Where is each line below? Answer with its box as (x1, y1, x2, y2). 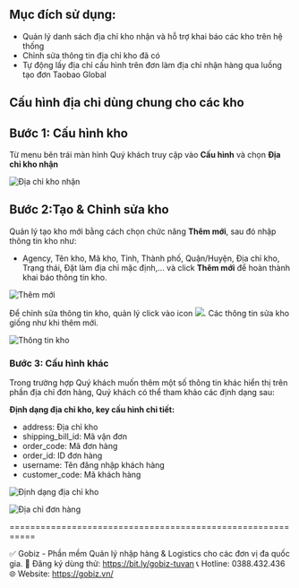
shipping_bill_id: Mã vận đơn (21, 431, 128, 442)
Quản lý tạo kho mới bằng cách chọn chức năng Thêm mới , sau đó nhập (9, 226, 277, 237)
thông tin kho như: (9, 235, 77, 246)
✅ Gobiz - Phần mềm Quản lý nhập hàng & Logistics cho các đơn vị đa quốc (9, 549, 291, 559)
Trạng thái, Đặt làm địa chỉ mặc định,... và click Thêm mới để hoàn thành (21, 262, 291, 272)
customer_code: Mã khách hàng (21, 470, 141, 480)
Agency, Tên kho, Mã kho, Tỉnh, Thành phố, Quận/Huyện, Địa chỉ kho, (21, 253, 280, 264)
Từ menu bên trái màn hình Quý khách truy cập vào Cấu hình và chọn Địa (9, 150, 281, 160)
